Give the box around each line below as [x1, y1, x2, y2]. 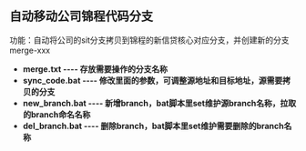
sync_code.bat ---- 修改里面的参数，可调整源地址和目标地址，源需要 [22, 75, 283, 86]
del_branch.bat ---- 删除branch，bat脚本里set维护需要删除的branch [22, 120, 284, 131]
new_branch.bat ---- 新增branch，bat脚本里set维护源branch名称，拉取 [22, 97, 297, 108]
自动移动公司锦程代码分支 [9, 8, 153, 25]
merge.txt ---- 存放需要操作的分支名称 [22, 63, 168, 75]
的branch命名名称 [22, 108, 91, 120]
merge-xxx [9, 45, 51, 55]
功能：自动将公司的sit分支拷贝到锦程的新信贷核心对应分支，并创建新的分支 [9, 35, 290, 45]
